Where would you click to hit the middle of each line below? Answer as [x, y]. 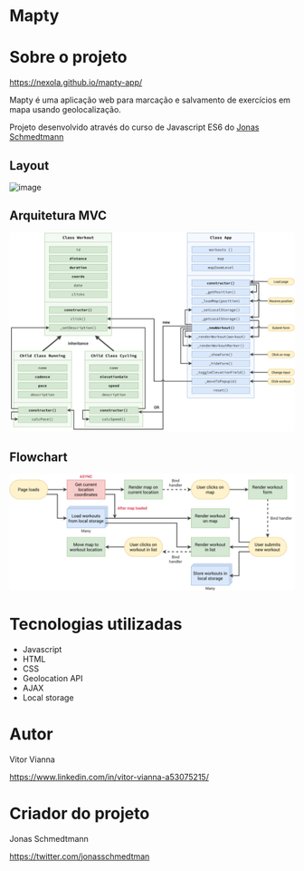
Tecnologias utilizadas [96, 624]
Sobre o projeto [68, 58]
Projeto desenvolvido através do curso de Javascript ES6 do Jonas [134, 127]
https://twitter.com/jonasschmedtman [80, 856]
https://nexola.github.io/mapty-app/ [76, 83]
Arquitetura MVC [58, 215]
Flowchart [38, 457]
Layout [29, 166]
